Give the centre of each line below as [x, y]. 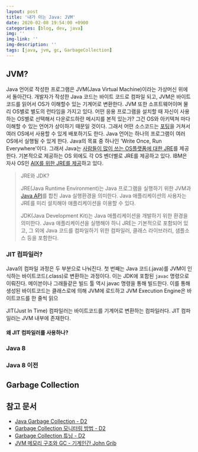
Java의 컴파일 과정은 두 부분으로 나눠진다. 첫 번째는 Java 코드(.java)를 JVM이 [96, 268]
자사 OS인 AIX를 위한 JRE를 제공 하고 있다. [55, 163]
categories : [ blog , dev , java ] [45, 28]
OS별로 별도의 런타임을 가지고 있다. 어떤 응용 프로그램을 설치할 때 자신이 [95, 111]
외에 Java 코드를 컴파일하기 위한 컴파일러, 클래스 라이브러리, [104, 230]
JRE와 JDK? [35, 176]
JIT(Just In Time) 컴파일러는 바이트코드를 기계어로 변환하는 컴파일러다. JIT [93, 311]
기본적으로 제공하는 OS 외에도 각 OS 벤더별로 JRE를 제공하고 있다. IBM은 [103, 156]
